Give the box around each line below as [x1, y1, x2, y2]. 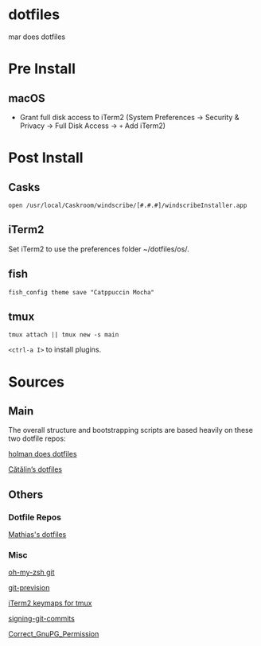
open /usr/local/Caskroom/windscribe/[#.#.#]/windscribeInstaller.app [8, 201, 247, 209]
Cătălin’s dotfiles [8, 465, 63, 474]
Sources [8, 372, 65, 391]
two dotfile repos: [8, 434, 66, 443]
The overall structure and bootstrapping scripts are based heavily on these [8, 426, 253, 435]
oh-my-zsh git [8, 567, 55, 578]
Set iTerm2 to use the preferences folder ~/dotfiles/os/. [8, 244, 189, 254]
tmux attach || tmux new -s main [8, 331, 119, 339]
